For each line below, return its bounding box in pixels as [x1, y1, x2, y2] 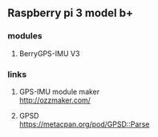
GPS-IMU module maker [18, 87, 100, 96]
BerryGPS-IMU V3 [18, 48, 80, 58]
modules [7, 30, 43, 42]
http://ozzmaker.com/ [18, 95, 91, 105]
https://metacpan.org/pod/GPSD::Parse [18, 119, 150, 129]
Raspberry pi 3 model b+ [7, 6, 134, 20]
